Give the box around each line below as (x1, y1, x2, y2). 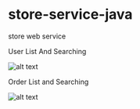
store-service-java (8, 5, 133, 24)
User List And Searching (8, 46, 87, 56)
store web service (8, 31, 66, 41)
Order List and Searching (8, 77, 89, 86)
